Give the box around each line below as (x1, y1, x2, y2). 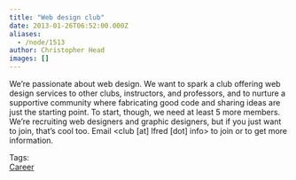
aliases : (9, 29, 42, 38)
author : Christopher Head (9, 46, 105, 55)
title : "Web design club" (9, 12, 105, 22)
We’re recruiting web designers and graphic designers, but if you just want (9, 116, 282, 127)
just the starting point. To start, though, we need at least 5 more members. (9, 107, 281, 117)
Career (9, 161, 35, 172)
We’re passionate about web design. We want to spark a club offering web (9, 79, 281, 89)
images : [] (9, 54, 50, 63)
